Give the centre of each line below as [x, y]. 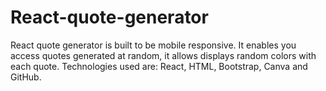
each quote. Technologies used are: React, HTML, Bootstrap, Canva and [159, 66]
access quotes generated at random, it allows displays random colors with [163, 55]
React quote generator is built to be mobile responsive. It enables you [153, 45]
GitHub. [26, 77]
